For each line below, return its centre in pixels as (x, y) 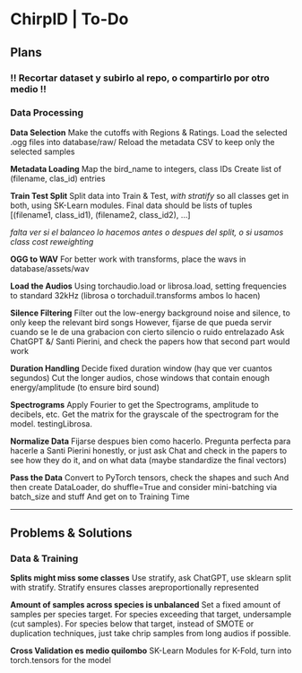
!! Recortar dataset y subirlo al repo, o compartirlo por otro (140, 78)
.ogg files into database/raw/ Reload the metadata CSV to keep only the (142, 142)
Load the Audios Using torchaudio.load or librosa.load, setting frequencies (149, 286)
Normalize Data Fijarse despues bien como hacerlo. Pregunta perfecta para (151, 441)
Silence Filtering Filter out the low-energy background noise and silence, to (150, 313)
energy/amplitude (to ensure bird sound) (85, 387)
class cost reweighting (52, 241)
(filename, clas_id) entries (58, 178)
